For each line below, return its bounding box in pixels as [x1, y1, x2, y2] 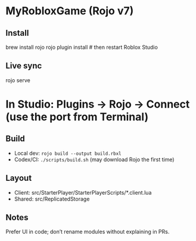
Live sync [5, 61, 42, 71]
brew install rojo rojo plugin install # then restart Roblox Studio [5, 43, 158, 51]
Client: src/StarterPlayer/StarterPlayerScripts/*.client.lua [14, 189, 152, 196]
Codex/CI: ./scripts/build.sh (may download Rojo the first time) [14, 156, 175, 163]
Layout [5, 173, 32, 183]
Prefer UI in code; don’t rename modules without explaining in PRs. [5, 228, 170, 236]
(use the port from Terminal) [5, 110, 149, 123]
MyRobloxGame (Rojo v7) [5, 4, 134, 18]
